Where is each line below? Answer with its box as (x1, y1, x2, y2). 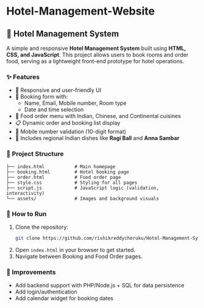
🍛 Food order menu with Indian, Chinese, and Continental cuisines (15, 113, 181, 120)
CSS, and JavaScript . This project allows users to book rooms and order (6, 51, 189, 58)
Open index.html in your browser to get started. (15, 246, 136, 253)
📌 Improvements (6, 268, 56, 276)
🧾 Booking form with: (15, 93, 68, 100)
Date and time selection (24, 106, 84, 113)
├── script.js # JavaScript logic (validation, (6, 184, 160, 191)
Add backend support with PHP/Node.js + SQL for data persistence (15, 282, 185, 289)
